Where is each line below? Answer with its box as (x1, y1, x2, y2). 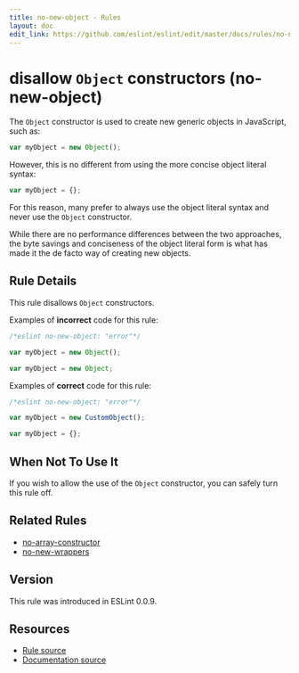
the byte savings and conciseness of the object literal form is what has (9, 238, 269, 250)
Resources (9, 621, 70, 636)
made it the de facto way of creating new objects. (9, 248, 191, 259)
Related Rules (9, 513, 87, 529)
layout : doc (9, 21, 53, 30)
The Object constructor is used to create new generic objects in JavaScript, (9, 117, 287, 127)
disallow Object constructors (9, 68, 226, 88)
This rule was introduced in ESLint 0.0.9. (9, 595, 158, 606)
